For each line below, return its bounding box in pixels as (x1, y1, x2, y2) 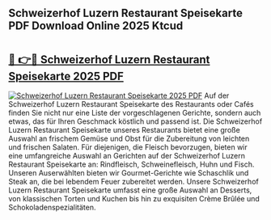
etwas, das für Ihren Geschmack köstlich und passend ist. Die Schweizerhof (8, 116, 263, 126)
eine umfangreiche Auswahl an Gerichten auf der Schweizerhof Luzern (8, 151, 245, 160)
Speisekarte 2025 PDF (8, 69, 124, 83)
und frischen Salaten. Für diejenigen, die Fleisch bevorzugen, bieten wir (8, 142, 248, 152)
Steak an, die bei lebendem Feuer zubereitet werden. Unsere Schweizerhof (8, 177, 259, 186)
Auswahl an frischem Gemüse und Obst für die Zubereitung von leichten (8, 133, 250, 143)
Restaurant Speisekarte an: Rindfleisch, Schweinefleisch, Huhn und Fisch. (8, 159, 255, 169)
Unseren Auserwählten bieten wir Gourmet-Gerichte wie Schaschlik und (8, 168, 249, 177)
